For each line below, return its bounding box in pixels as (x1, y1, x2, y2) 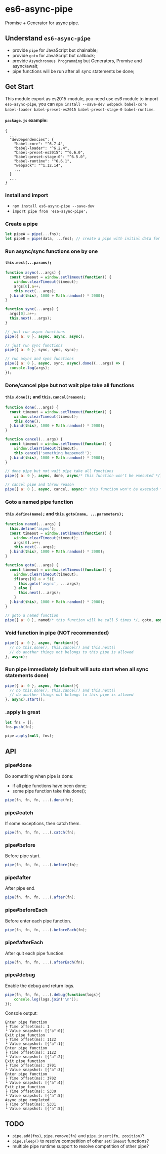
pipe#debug (5, 971, 36, 978)
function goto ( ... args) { (5, 563, 58, 568)
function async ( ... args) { (5, 270, 61, 275)
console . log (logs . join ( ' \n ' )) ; (14, 996, 79, 1002)
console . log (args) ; (9, 365, 50, 371)
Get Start (5, 82, 34, 91)
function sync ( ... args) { (5, 307, 58, 312)
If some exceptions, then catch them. (5, 820, 81, 826)
